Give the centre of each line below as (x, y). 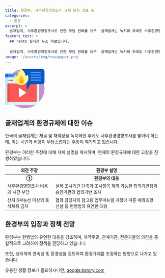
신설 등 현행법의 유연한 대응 (82, 206)
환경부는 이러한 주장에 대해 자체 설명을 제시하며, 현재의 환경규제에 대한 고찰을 (79, 152)
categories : (17, 15)
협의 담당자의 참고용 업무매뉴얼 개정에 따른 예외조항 (105, 200)
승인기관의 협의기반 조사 (79, 192)
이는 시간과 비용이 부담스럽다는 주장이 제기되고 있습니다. (65, 142)
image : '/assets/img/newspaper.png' (42, 57)
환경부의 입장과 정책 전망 (40, 224)
